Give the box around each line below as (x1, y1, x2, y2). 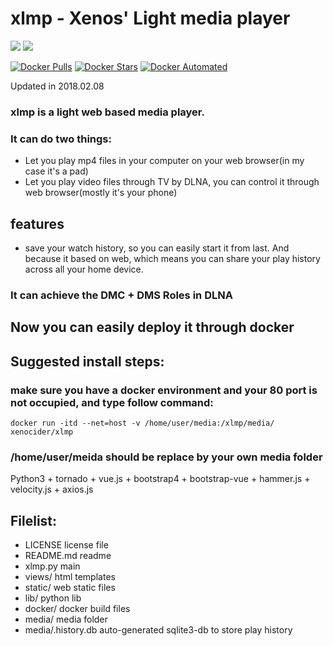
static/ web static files (24, 582, 116, 594)
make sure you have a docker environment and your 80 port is (10, 383, 318, 397)
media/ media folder (24, 613, 108, 626)
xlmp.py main (24, 560, 81, 572)
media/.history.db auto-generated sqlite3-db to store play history (24, 624, 293, 636)
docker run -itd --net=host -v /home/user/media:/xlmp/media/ (10, 418, 275, 428)
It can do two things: (10, 132, 112, 146)
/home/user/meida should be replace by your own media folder (10, 450, 323, 464)
